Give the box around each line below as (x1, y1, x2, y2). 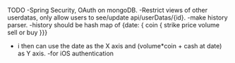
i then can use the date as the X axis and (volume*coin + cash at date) (17, 42, 222, 50)
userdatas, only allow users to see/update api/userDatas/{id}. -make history (7, 13, 228, 22)
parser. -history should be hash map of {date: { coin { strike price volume (7, 21, 220, 29)
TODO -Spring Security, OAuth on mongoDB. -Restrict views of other (7, 6, 208, 14)
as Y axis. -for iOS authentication (17, 49, 114, 57)
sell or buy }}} (7, 28, 48, 36)
